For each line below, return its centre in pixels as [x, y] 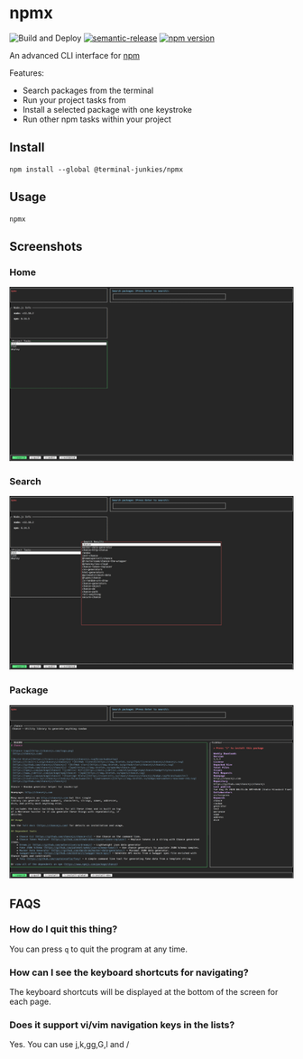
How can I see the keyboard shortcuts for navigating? [129, 972]
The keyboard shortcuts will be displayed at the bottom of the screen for [144, 992]
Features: [27, 73]
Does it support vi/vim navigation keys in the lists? [122, 1025]
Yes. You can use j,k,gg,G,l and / [69, 1045]
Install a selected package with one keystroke [107, 109]
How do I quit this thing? [64, 929]
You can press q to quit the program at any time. [98, 949]
